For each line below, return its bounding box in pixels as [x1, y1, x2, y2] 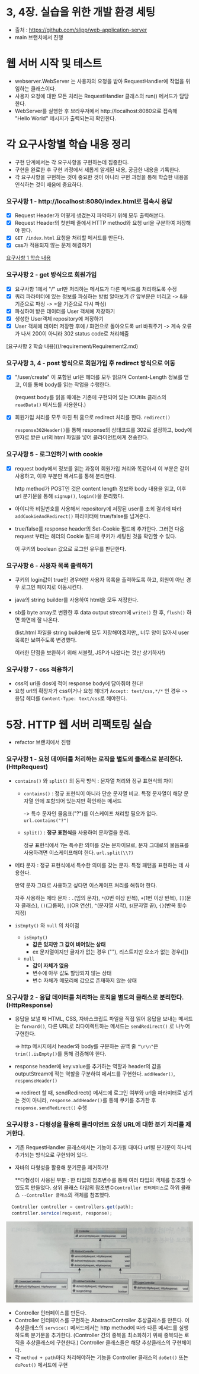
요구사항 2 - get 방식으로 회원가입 [6, 271, 97, 279]
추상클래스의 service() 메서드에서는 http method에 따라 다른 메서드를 [14, 1324, 178, 1331]
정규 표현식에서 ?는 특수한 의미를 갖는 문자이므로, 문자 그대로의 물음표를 [23, 841, 190, 848]
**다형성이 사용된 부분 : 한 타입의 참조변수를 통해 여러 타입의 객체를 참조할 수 [14, 1177, 192, 1184]
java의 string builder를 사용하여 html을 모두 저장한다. [14, 596, 139, 604]
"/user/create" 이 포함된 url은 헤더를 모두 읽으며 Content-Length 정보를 [14, 374, 183, 381]
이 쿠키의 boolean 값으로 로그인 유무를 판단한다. [14, 545, 126, 552]
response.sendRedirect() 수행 [14, 1104, 88, 1111]
